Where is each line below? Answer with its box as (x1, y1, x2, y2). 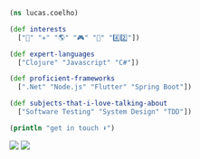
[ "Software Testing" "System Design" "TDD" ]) (17, 108, 193, 117)
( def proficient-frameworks (9, 74, 116, 83)
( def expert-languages (9, 50, 95, 59)
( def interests (9, 24, 67, 33)
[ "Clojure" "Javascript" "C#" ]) (17, 58, 140, 67)
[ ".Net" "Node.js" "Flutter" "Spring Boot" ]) (17, 82, 193, 92)
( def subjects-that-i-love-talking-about (9, 99, 168, 108)
